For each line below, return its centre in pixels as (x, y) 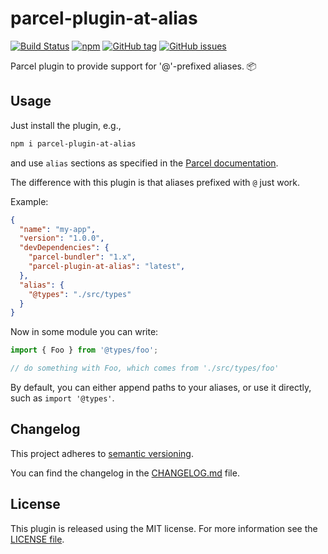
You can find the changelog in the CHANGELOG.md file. (125, 473)
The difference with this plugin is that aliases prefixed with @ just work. (155, 182)
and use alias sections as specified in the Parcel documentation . (144, 163)
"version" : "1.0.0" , (62, 238)
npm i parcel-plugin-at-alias (73, 143)
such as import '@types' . (62, 398)
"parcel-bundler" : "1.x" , (82, 257)
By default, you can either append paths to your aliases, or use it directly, (161, 387)
